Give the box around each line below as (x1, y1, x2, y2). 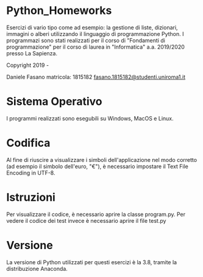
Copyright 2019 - (6, 61, 49, 69)
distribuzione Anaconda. (6, 265, 68, 272)
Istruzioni (6, 191, 56, 204)
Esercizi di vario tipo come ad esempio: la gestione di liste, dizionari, (6, 24, 178, 31)
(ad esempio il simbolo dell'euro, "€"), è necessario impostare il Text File (6, 163, 189, 170)
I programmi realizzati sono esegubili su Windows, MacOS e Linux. (6, 114, 174, 122)
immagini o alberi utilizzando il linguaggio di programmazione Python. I (6, 30, 184, 37)
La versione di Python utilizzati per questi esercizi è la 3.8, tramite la (6, 258, 177, 265)
